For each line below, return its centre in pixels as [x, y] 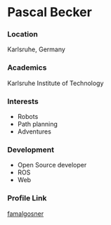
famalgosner [26, 213]
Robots [28, 117]
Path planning [38, 124]
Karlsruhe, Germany [36, 49]
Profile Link [27, 198]
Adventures [34, 131]
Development [31, 150]
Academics [27, 67]
